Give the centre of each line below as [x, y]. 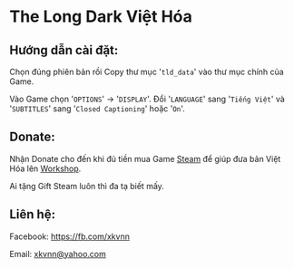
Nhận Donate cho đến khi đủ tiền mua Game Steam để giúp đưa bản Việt [145, 158]
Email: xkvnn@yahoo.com [58, 254]
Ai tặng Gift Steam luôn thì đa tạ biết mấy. [87, 186]
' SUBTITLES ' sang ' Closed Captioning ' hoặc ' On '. [98, 109]
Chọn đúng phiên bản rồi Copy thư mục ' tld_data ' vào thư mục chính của [147, 72]
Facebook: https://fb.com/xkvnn [69, 236]
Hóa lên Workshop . [45, 168]
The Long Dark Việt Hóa [101, 17]
